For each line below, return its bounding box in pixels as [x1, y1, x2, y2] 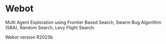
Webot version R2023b [5, 34, 53, 40]
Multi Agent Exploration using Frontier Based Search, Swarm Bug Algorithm [5, 19, 161, 25]
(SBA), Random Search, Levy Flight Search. [5, 24, 96, 30]
